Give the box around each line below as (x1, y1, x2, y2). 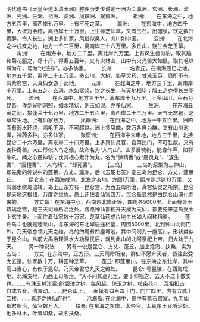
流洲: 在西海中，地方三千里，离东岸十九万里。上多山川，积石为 (28, 94, 193, 101)
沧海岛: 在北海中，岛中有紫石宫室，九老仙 (86, 295, 189, 302)
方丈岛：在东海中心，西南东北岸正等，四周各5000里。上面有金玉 (33, 198, 193, 205)
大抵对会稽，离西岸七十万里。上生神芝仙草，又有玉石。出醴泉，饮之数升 (16, 27, 194, 34)
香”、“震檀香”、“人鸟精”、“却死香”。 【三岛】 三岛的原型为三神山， (6, 161, 190, 168)
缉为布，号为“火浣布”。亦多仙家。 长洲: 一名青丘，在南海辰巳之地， (6, 65, 193, 71)
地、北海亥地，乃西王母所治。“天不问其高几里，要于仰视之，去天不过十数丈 (6, 273, 192, 279)
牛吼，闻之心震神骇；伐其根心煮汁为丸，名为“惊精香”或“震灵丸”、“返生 (6, 154, 180, 160)
